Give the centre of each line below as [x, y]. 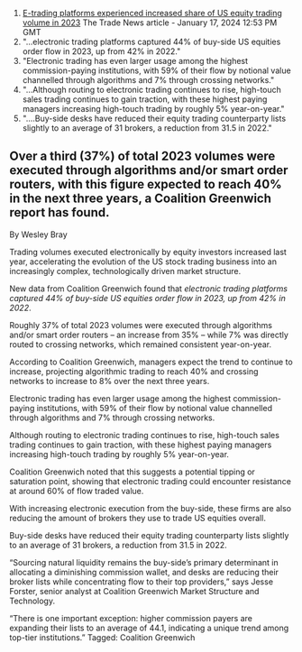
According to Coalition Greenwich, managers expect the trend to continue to [151, 362]
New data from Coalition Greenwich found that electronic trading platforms [149, 289]
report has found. [59, 212]
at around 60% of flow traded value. [77, 491]
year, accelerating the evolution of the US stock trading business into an [143, 262]
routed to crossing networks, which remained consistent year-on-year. [141, 344]
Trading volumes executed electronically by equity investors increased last [148, 252]
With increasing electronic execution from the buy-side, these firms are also [150, 508]
